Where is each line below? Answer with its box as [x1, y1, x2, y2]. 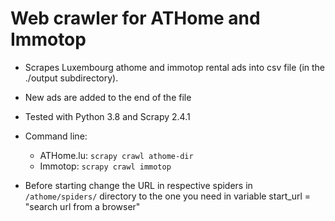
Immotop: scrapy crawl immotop [39, 160, 172, 172]
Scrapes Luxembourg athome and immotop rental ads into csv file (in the [24, 61, 325, 73]
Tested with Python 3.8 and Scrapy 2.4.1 [24, 110, 191, 122]
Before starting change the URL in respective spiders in [24, 179, 253, 191]
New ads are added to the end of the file [24, 91, 192, 103]
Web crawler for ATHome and [10, 7, 261, 30]
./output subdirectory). [24, 72, 119, 84]
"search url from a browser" [24, 200, 141, 212]
